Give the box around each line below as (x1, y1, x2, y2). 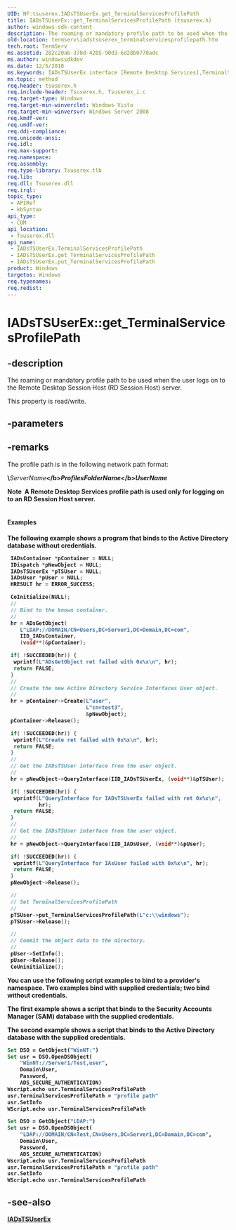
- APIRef (10, 199, 37, 207)
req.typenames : (7, 278, 52, 285)
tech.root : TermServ (7, 43, 68, 50)
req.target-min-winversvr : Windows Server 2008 (7, 108, 150, 115)
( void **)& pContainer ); (20, 640, 86, 647)
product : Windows (7, 265, 58, 272)
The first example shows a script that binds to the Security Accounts (7, 1005, 212, 1013)
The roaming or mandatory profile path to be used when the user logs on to (7, 376, 226, 385)
